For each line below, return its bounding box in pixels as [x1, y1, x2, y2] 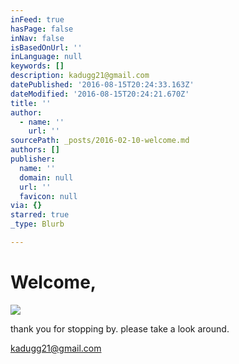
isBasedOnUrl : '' [10, 42, 83, 53]
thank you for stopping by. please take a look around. [10, 322, 230, 335]
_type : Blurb [10, 219, 65, 230]
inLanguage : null [10, 52, 83, 62]
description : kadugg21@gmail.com [10, 71, 150, 81]
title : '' [10, 98, 52, 108]
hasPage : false [10, 24, 74, 34]
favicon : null [19, 191, 78, 201]
